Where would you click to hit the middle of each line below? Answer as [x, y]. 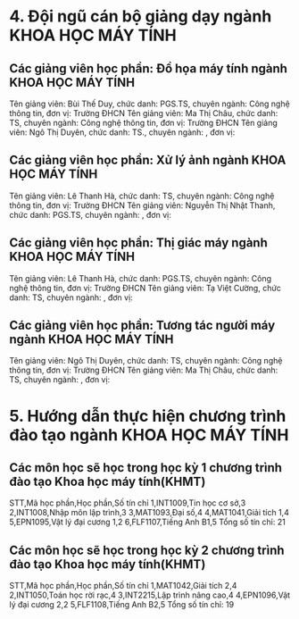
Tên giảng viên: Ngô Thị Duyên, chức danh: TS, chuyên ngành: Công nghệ [146, 361]
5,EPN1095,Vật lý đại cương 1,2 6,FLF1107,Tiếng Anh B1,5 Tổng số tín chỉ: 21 [147, 522]
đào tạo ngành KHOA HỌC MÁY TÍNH [149, 435]
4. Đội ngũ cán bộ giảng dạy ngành [141, 17]
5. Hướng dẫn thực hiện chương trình [148, 416]
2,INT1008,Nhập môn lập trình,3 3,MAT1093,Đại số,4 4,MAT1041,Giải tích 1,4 [149, 513]
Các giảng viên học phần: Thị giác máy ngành [138, 243]
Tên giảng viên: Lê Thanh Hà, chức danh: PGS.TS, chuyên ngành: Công [141, 278]
